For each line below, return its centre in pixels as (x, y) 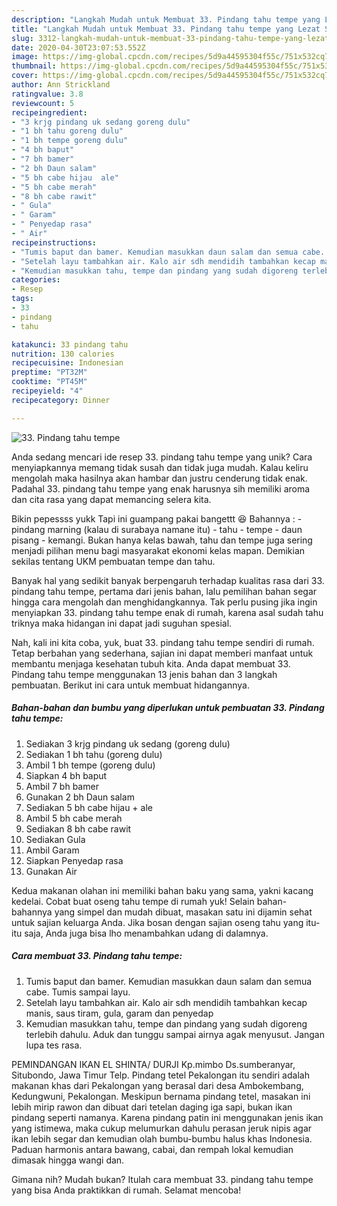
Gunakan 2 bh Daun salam (80, 797)
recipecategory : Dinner (61, 400)
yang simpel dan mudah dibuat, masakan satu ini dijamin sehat (183, 912)
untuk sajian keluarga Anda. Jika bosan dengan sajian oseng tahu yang (157, 922)
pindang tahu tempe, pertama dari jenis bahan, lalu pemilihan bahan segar (164, 591)
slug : (22, 38)
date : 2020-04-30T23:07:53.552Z (78, 47)
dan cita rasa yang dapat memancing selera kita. (111, 499)
